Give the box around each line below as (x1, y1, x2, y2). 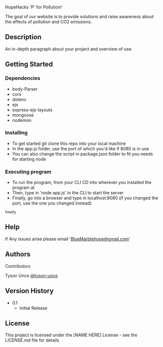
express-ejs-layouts (12, 107, 53, 113)
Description (5, 33, 41, 41)
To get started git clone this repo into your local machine (12, 140, 126, 146)
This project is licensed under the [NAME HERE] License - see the (5, 332, 138, 338)
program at (12, 185, 35, 190)
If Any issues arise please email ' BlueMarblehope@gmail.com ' (5, 236, 130, 242)
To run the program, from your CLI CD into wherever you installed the (12, 180, 152, 185)
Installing (5, 129, 28, 136)
